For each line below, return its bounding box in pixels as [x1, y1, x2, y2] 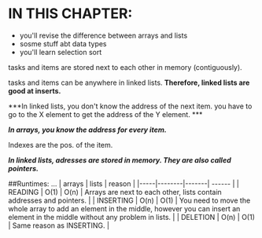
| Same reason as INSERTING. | [8, 221, 110, 230]
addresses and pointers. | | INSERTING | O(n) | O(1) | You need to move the [8, 196, 251, 205]
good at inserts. [8, 86, 61, 95]
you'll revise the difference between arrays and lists [19, 31, 188, 40]
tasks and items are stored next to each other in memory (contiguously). [8, 62, 242, 71]
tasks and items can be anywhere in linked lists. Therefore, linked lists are [8, 78, 250, 87]
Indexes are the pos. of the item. [8, 140, 113, 149]
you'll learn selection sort [19, 47, 102, 57]
